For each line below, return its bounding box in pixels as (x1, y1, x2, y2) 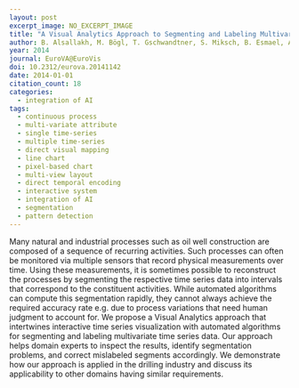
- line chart (17, 153, 66, 163)
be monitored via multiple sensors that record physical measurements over (9, 255, 284, 265)
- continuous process (17, 112, 98, 121)
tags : (9, 104, 29, 113)
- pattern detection (17, 211, 93, 221)
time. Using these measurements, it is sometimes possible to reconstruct (9, 264, 277, 275)
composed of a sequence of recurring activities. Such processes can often (9, 246, 284, 256)
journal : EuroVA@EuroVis (9, 54, 101, 63)
